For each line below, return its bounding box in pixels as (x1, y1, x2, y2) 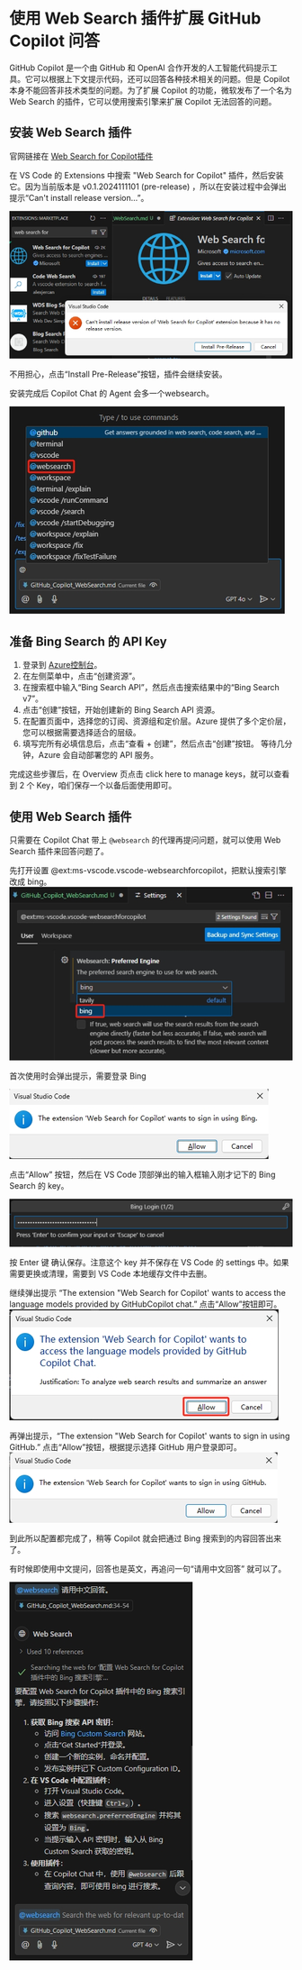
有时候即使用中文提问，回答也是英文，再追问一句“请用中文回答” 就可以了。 (9, 1564, 287, 1574)
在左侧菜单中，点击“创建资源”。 (22, 670, 141, 681)
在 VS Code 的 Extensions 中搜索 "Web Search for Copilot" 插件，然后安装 (9, 169, 285, 180)
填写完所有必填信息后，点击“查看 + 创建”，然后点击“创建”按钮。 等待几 (22, 738, 285, 749)
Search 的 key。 (9, 1181, 69, 1191)
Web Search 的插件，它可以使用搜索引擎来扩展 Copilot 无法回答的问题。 (9, 96, 277, 106)
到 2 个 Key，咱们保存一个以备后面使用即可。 (9, 780, 177, 791)
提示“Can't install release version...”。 (9, 192, 149, 203)
